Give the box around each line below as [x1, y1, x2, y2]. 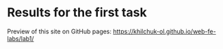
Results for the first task [7, 5, 147, 20]
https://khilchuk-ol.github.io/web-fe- [112, 27, 217, 35]
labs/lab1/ [7, 34, 34, 42]
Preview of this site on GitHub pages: [7, 27, 112, 35]
